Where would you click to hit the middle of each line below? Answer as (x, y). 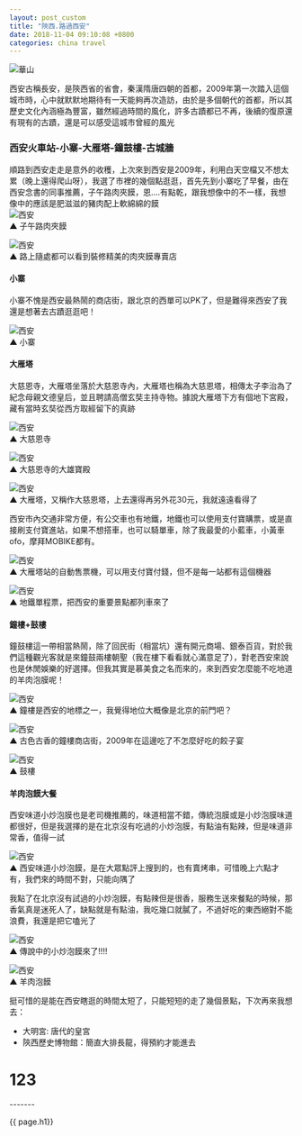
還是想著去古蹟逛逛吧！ (53, 311)
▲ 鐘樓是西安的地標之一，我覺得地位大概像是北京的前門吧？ (121, 710)
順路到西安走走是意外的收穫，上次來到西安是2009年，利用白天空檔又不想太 (149, 169)
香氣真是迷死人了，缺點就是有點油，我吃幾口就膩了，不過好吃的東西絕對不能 (151, 910)
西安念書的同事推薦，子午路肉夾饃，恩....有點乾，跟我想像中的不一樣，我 (144, 192)
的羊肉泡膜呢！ (37, 680)
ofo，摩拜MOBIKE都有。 (54, 541)
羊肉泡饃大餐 (33, 793)
